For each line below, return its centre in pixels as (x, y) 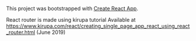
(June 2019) (51, 32)
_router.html (21, 32)
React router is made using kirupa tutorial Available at (71, 20)
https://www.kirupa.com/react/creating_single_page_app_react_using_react (98, 26)
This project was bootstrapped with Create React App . (72, 8)
